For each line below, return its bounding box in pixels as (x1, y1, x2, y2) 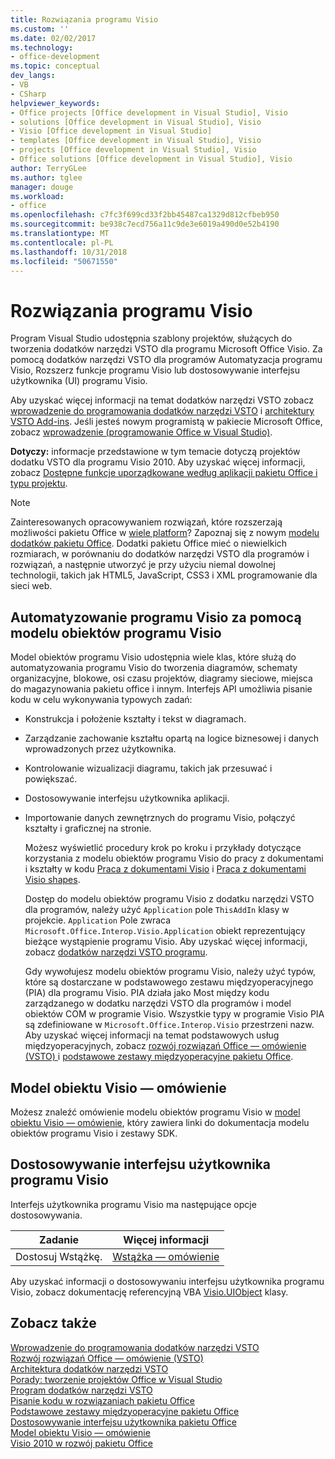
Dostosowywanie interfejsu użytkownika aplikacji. (24, 792, 230, 805)
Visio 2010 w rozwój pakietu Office (10, 1437, 153, 1449)
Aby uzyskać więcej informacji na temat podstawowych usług (24, 1029, 280, 1041)
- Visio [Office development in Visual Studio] (10, 126, 213, 136)
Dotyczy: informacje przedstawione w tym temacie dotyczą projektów (10, 446, 301, 458)
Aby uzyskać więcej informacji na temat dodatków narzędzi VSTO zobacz (10, 394, 314, 406)
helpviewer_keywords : (10, 98, 101, 108)
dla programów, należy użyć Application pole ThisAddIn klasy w (24, 904, 290, 916)
